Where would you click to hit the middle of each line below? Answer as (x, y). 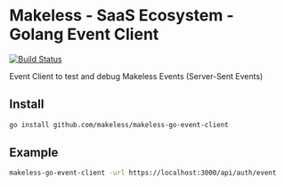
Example (34, 153)
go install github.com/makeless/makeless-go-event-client (119, 125)
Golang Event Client (84, 34)
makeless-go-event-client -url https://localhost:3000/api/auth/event (143, 173)
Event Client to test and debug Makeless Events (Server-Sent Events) (136, 76)
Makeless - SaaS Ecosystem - (122, 16)
